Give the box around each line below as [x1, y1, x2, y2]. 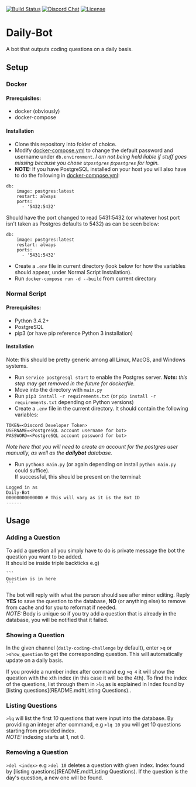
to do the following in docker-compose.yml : [14, 171, 120, 179]
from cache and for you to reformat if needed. [6, 604, 117, 611]
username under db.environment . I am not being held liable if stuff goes [14, 153, 187, 160]
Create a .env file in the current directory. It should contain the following [14, 405, 188, 412]
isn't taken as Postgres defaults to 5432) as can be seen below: [6, 220, 160, 227]
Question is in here [6, 576, 57, 581]
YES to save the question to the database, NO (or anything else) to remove [6, 597, 186, 604]
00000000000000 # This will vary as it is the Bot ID [6, 495, 140, 500]
